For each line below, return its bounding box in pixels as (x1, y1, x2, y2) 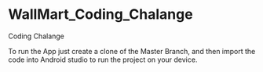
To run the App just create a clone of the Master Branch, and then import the (8, 46, 256, 56)
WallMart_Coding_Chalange (8, 5, 194, 23)
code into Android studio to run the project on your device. (8, 55, 198, 64)
